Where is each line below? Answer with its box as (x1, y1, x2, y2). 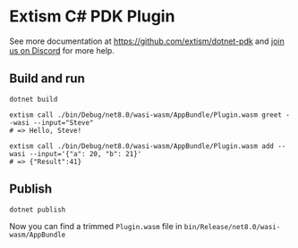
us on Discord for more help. (9, 45, 115, 55)
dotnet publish (9, 205, 66, 214)
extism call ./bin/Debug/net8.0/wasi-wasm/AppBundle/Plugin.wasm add (9, 141, 275, 151)
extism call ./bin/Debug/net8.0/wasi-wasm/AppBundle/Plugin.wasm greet (9, 110, 282, 120)
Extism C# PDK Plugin (9, 6, 175, 27)
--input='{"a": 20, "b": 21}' (29, 149, 142, 158)
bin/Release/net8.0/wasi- (183, 222, 281, 231)
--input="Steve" (32, 118, 94, 127)
